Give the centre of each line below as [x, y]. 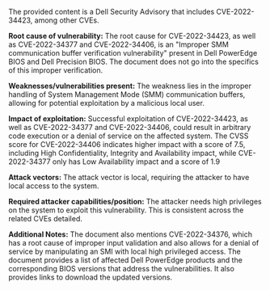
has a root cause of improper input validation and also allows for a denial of [134, 243]
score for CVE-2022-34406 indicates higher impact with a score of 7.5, [127, 144]
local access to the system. [54, 186]
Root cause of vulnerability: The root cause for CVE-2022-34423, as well [132, 36]
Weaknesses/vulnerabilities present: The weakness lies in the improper [130, 86]
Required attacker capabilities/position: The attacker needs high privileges [135, 202]
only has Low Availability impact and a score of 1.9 [136, 162]
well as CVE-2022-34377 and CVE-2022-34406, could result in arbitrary [130, 127]
